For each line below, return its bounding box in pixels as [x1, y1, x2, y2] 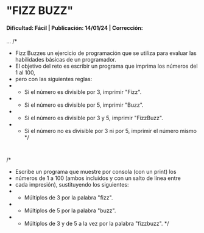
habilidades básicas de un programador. [15, 56, 117, 63]
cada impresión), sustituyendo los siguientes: [15, 181, 129, 188]
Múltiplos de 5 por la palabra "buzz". [24, 207, 116, 214]
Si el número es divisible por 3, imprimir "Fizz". [24, 88, 142, 96]
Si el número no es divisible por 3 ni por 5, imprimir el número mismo [24, 127, 197, 135]
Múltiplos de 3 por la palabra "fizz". [24, 194, 113, 201]
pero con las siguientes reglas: [15, 76, 93, 83]
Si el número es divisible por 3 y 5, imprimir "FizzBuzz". [24, 114, 163, 122]
